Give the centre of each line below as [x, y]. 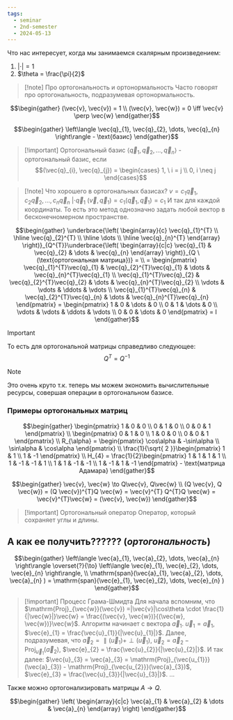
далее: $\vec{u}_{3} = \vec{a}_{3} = [76, 659]
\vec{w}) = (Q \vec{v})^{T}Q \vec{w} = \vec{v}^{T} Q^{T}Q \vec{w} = [117, 491]
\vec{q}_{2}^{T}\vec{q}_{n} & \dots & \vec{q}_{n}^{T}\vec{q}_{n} [117, 297]
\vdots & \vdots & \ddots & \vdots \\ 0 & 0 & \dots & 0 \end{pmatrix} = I [117, 312]
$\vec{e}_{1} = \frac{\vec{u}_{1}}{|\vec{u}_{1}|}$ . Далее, [105, 633]
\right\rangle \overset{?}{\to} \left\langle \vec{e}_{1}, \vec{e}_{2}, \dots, [117, 566]
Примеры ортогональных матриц [67, 411]
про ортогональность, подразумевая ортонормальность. [110, 95]
